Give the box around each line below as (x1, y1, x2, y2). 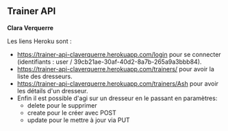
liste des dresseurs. (16, 72, 73, 80)
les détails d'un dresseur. (16, 86, 88, 95)
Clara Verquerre (7, 23, 53, 32)
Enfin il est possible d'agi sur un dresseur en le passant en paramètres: (16, 94, 218, 102)
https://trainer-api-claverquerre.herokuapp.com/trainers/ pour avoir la (16, 64, 214, 73)
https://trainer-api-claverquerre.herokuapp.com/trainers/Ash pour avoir (16, 79, 219, 88)
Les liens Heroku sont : (7, 37, 72, 45)
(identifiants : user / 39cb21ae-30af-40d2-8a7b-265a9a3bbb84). (16, 58, 202, 66)
